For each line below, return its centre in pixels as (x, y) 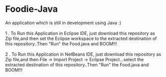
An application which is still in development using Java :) (63, 23)
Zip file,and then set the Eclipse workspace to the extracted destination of (81, 38)
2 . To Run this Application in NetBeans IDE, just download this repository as (83, 54)
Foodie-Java (32, 9)
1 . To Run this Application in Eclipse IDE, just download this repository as (80, 33)
